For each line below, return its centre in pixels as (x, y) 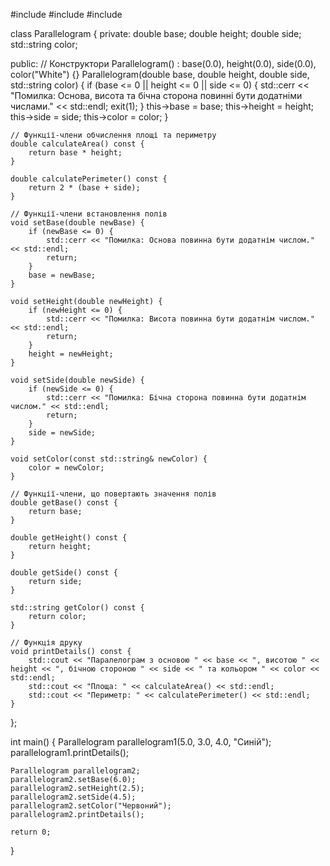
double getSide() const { (64, 573)
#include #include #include (66, 14)
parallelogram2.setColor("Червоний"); (91, 806)
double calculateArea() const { (77, 144)
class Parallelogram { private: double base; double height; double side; (156, 33)
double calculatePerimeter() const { (89, 179)
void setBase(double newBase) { (77, 223)
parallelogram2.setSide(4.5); (73, 797)
